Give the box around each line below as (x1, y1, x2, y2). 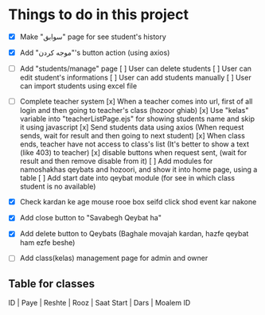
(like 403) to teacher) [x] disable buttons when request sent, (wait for (19, 148, 247, 157)
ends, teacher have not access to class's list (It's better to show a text (19, 139, 249, 149)
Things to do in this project (8, 6, 189, 24)
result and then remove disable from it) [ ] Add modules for (19, 157, 213, 166)
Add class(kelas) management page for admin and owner (19, 253, 208, 263)
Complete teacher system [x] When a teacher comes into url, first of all (19, 97, 253, 107)
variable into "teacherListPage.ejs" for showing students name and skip (19, 114, 255, 124)
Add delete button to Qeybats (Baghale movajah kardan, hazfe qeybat (19, 229, 249, 239)
